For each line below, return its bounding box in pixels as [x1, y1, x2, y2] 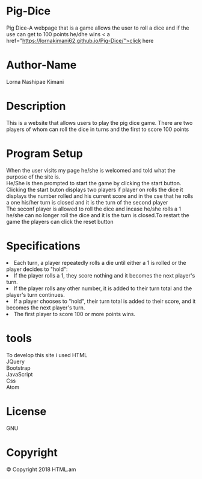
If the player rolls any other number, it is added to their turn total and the [14, 285, 192, 292]
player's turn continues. [6, 291, 65, 298]
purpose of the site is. [6, 173, 61, 180]
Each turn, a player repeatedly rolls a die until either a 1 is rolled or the [14, 259, 186, 266]
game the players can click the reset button [6, 218, 114, 225]
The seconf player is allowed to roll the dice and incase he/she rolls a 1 [6, 205, 182, 212]
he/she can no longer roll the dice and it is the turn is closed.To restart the [6, 211, 189, 218]
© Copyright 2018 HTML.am [6, 466, 76, 473]
